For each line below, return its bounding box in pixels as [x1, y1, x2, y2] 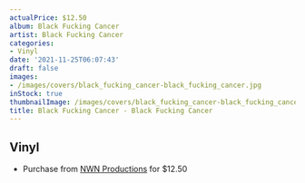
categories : [9, 38, 54, 48]
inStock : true [9, 89, 64, 98]
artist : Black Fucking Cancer [9, 30, 124, 39]
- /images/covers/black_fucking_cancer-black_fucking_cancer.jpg [9, 81, 261, 90]
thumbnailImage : [9, 97, 71, 107]
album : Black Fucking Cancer [9, 22, 120, 31]
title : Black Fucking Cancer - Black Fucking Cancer [9, 106, 213, 115]
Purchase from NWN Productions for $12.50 [22, 164, 188, 175]
